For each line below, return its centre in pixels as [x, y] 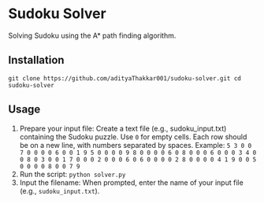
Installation [36, 60]
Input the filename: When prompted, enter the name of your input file [132, 183]
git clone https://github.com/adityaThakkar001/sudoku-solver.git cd [125, 78]
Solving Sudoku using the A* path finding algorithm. [92, 35]
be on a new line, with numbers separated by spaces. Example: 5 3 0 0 [136, 145]
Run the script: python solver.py [73, 174]
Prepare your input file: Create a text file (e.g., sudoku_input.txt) [123, 128]
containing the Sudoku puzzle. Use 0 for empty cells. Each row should [133, 137]
